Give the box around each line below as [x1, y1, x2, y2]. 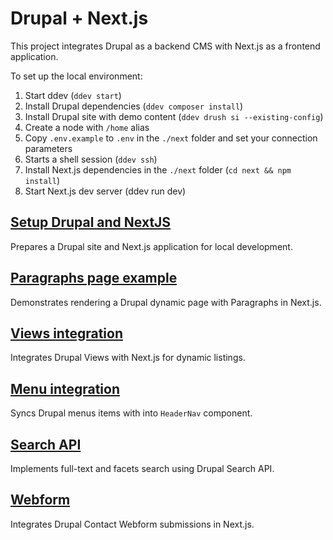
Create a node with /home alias [24, 121, 150, 133]
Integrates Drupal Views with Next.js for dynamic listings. [10, 352, 246, 364]
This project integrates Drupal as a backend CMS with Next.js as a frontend [10, 40, 321, 52]
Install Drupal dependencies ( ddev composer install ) [24, 100, 244, 112]
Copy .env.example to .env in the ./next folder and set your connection [24, 132, 318, 144]
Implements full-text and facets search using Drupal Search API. [10, 463, 275, 474]
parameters [24, 142, 73, 154]
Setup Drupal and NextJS [10, 214, 172, 231]
